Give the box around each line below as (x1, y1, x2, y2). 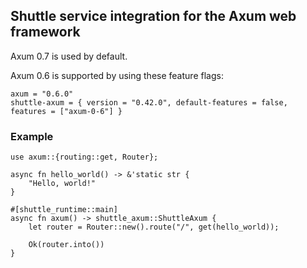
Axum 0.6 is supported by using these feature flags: (10, 69, 224, 81)
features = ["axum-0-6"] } (10, 106, 123, 116)
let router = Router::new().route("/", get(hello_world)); (28, 222, 280, 233)
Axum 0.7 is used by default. (10, 50, 128, 62)
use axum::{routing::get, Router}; (10, 152, 159, 163)
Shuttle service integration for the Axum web (10, 8, 297, 25)
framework (10, 24, 81, 41)
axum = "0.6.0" (10, 89, 74, 99)
